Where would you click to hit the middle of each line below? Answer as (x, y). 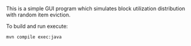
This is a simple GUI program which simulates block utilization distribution (96, 9)
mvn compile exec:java (34, 37)
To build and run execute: (37, 26)
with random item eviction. (38, 15)
